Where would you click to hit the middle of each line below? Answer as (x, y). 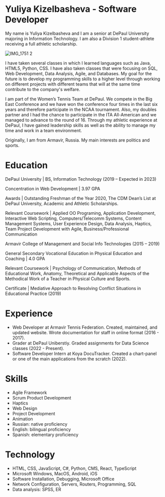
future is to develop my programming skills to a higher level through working (83, 79)
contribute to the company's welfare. (43, 89)
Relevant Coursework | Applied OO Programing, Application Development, (81, 213)
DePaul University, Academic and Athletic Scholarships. (62, 203)
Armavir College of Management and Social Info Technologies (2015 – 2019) (82, 244)
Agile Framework (29, 393)
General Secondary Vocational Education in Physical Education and (74, 253)
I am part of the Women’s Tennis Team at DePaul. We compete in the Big (79, 99)
